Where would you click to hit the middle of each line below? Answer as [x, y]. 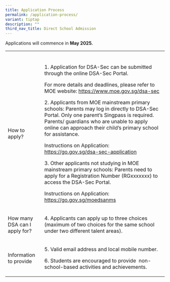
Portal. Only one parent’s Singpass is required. [99, 115]
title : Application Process [35, 10]
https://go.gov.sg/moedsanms [80, 200]
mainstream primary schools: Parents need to [98, 170]
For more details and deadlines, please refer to [100, 85]
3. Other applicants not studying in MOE [92, 164]
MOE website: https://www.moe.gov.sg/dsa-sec [102, 91]
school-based [61, 267]
